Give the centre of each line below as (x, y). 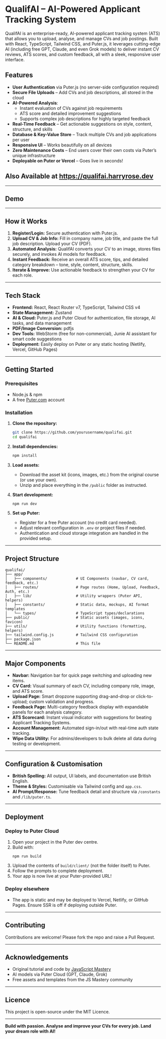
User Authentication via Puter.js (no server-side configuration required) (86, 87)
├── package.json (23, 639)
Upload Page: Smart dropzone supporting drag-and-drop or (73, 697)
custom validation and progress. (62, 702)
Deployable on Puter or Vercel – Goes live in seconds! (68, 161)
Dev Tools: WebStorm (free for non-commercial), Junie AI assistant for (84, 333)
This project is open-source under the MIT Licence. (58, 1012)
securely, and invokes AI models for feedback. (60, 254)
